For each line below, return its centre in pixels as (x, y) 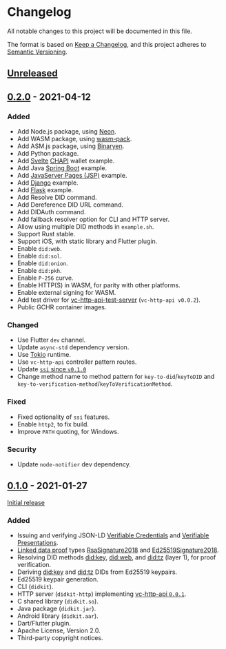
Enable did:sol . (39, 256)
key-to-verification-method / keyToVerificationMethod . (95, 384)
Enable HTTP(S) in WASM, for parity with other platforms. (99, 285)
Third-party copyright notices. (60, 638)
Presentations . (38, 543)
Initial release (26, 502)
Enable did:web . (39, 249)
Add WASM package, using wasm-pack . (74, 139)
